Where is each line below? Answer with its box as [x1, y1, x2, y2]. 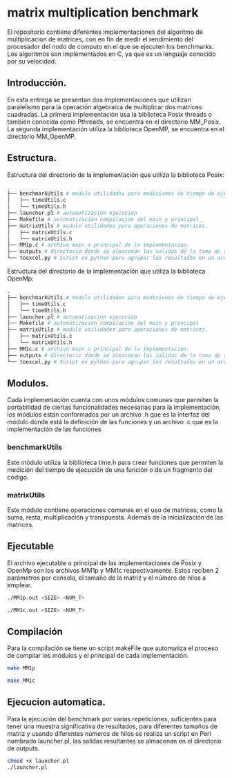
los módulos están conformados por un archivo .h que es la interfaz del [7, 410, 211, 419]
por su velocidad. [7, 57, 57, 65]
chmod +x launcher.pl [7, 757, 70, 764]
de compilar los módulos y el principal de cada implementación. [7, 652, 188, 660]
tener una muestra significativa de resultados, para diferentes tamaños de [7, 722, 217, 730]
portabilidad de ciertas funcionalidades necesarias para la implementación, [7, 403, 221, 412]
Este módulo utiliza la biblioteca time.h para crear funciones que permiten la [7, 458, 224, 466]
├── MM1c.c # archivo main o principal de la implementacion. [7, 345, 190, 352]
